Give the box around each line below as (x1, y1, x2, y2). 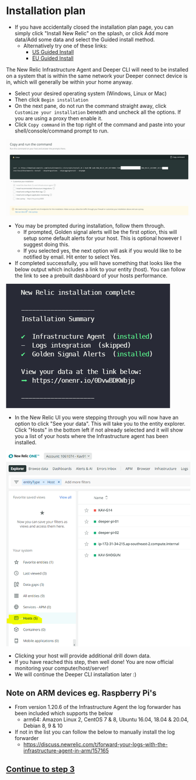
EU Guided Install (32, 55, 74, 62)
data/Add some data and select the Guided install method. (14, 36, 155, 43)
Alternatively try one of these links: (23, 42, 108, 49)
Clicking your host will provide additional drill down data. (14, 652, 151, 659)
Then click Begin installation (14, 96, 89, 103)
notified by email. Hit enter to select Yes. (23, 253, 121, 260)
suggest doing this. (23, 240, 70, 247)
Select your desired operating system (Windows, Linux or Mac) (14, 90, 167, 97)
